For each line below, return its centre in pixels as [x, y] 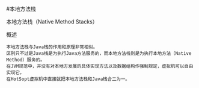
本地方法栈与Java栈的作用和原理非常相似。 [52, 47]
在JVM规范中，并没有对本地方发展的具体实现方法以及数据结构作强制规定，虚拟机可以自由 [100, 66]
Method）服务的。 [26, 60]
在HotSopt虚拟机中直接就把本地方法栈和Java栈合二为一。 [68, 79]
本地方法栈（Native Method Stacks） [52, 22]
